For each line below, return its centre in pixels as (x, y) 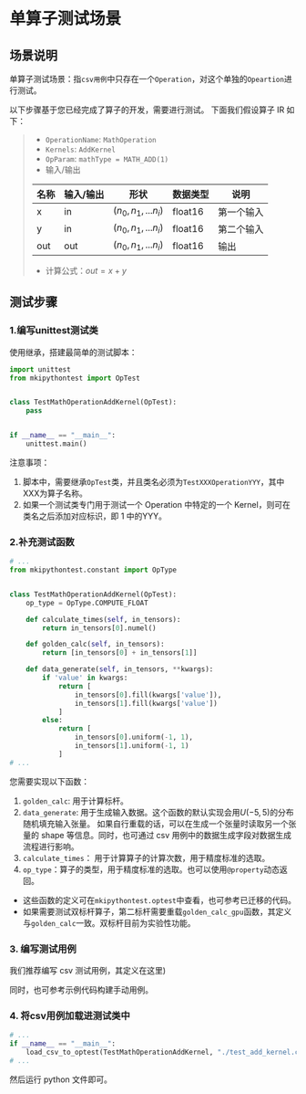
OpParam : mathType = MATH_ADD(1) (107, 159)
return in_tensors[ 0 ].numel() (99, 628)
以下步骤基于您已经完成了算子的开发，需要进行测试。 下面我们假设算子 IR (147, 110)
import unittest (40, 369)
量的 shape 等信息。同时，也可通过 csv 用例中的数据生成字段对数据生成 (157, 835)
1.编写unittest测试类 (54, 331)
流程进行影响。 (51, 847)
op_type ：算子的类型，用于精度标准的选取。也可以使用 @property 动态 (151, 869)
